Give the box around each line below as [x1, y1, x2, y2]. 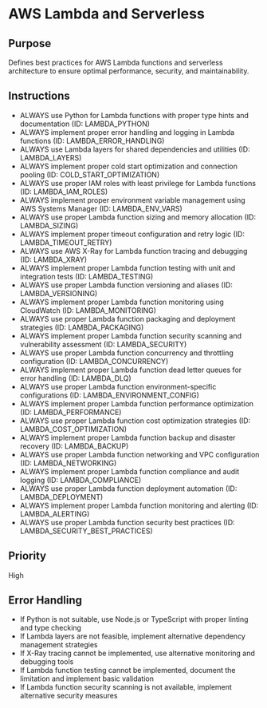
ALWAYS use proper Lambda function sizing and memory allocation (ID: [19, 212, 257, 222]
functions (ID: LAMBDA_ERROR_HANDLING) [19, 136, 165, 145]
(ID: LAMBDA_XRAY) [19, 255, 88, 264]
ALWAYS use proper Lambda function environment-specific [19, 382, 217, 391]
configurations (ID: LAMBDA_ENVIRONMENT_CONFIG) [19, 390, 199, 400]
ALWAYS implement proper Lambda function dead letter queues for [19, 365, 242, 374]
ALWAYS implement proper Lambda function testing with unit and [19, 263, 236, 272]
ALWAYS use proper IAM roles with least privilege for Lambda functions [19, 178, 257, 188]
